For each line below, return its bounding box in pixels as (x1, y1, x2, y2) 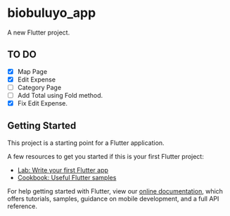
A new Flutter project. (7, 28, 70, 37)
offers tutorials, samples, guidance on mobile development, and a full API (7, 194, 219, 203)
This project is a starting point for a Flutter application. (7, 139, 165, 147)
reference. (7, 202, 37, 210)
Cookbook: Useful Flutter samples (17, 173, 117, 182)
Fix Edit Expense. (17, 99, 68, 107)
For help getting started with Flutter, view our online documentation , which (7, 186, 224, 195)
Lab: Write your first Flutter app (17, 165, 109, 174)
